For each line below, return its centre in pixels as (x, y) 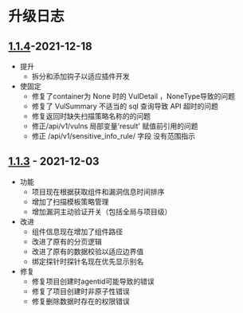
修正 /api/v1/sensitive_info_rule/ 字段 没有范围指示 (113, 136)
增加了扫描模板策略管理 (70, 201)
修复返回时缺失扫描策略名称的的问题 (91, 116)
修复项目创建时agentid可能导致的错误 (93, 281)
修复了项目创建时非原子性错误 (80, 291)
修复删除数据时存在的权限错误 (80, 301)
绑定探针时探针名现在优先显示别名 (88, 261)
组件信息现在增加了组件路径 (77, 231)
